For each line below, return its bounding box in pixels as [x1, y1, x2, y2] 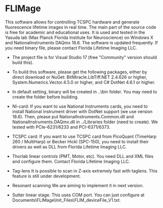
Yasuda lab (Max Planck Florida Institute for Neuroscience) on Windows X [5, 35, 154, 40]
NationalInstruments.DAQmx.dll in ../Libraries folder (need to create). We [12, 119, 158, 125]
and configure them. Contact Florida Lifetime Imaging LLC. [12, 158, 130, 164]
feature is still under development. [12, 173, 81, 179]
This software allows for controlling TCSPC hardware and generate [5, 19, 140, 25]
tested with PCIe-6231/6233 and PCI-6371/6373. [12, 124, 111, 130]
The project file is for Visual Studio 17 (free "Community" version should [12, 54, 157, 60]
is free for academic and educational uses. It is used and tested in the [5, 29, 145, 35]
